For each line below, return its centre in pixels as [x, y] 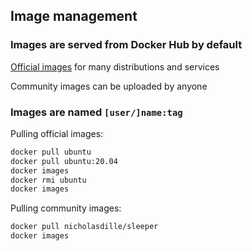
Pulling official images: [57, 133]
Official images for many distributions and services [115, 66]
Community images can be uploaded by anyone [109, 86]
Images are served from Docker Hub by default [126, 45]
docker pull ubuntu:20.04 [64, 161]
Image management [74, 16]
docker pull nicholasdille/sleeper [84, 227]
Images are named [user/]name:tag [96, 112]
